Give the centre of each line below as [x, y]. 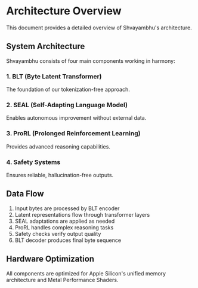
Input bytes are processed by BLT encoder [67, 208]
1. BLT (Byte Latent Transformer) [54, 76]
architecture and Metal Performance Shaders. [62, 280]
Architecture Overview [64, 11]
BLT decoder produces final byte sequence [68, 240]
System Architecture [46, 46]
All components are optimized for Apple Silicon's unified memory [86, 273]
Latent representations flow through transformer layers [82, 214]
